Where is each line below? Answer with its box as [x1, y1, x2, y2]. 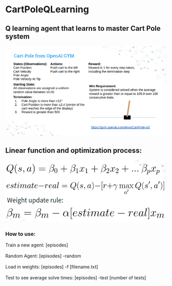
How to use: [5, 230, 36, 237]
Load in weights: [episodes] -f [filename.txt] [5, 263, 98, 270]
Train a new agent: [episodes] [5, 242, 68, 248]
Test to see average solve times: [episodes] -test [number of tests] [5, 274, 146, 280]
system [5, 32, 30, 40]
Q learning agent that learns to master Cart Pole [5, 24, 161, 33]
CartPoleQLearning [5, 4, 90, 15]
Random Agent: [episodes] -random [5, 253, 81, 259]
